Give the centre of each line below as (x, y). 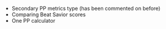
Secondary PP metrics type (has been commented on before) (86, 8)
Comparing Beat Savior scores (49, 14)
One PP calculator (33, 21)
